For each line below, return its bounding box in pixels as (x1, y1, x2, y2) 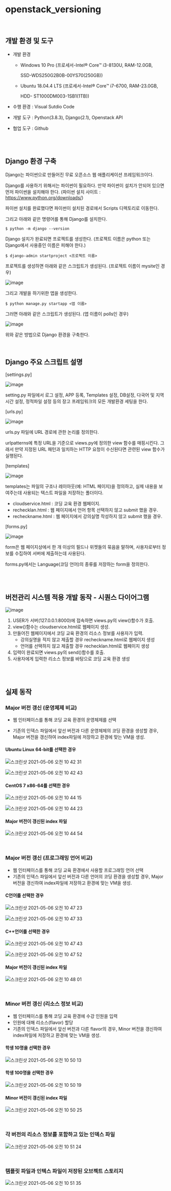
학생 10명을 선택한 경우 (5, 1045, 51, 1051)
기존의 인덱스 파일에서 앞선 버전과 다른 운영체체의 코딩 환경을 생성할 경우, (12, 727, 159, 734)
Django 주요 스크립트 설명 (5, 358, 83, 366)
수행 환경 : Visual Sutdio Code (12, 103, 75, 109)
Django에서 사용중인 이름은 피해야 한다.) (5, 242, 86, 248)
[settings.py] (5, 371, 32, 378)
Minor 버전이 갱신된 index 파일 (5, 1094, 67, 1101)
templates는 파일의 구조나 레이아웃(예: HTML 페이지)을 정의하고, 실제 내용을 (5, 483, 158, 489)
